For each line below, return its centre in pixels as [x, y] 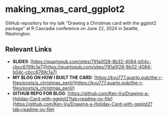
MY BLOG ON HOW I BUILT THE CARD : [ [54, 77]
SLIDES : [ [22, 61]
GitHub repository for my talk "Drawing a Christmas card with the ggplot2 [81, 23]
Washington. [18, 33]
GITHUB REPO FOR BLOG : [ [41, 93]
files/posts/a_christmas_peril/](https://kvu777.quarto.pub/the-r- [78, 82]
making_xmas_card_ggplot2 [65, 9]
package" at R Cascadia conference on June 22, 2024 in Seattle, [72, 28]
